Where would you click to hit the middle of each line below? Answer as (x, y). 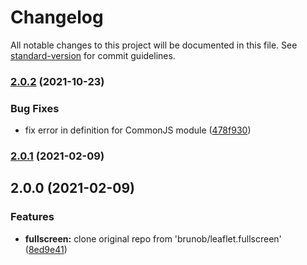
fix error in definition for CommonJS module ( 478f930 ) (138, 130)
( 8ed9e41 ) (46, 249)
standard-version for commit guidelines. (93, 55)
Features (32, 217)
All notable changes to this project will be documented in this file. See (154, 45)
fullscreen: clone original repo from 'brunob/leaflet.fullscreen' (153, 238)
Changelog (57, 17)
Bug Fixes (35, 108)
